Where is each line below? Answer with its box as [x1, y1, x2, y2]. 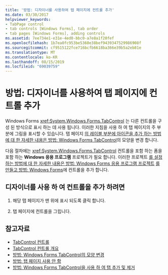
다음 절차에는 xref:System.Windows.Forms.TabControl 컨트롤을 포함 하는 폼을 [5, 148, 162, 154]
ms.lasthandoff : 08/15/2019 [5, 59, 65, 64]
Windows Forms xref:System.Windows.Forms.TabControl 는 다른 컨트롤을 [5, 118, 157, 124]
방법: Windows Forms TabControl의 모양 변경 [12, 252, 105, 258]
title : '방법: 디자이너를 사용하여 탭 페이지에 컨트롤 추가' [5, 7, 115, 13]
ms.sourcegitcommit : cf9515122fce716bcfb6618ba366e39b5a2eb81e [5, 45, 142, 50]
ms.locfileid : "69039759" [5, 64, 60, 69]
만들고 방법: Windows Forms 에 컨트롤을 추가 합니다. [5, 167, 109, 173]
